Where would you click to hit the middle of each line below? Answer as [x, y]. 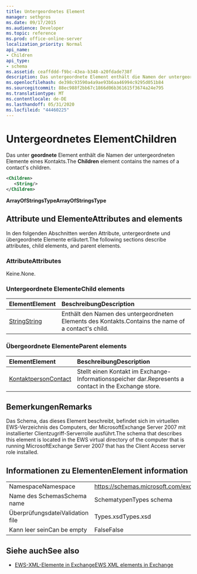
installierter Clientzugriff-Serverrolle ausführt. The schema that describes [94, 434]
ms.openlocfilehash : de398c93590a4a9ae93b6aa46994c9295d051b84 [85, 83]
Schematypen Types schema [133, 500]
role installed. [23, 452]
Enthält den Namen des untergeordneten [118, 314]
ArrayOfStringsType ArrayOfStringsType [56, 200]
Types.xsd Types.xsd [123, 516]
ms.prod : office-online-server [44, 39]
